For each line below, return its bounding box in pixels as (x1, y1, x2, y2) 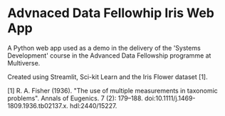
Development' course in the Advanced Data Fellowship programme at (7, 51, 211, 60)
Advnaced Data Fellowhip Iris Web (7, 5, 215, 21)
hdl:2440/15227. (70, 101, 117, 110)
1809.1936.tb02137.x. (7, 101, 69, 110)
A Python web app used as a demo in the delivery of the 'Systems (7, 43, 201, 52)
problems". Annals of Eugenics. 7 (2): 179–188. (7, 94, 144, 102)
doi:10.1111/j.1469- (145, 94, 196, 102)
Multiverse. (7, 58, 41, 67)
